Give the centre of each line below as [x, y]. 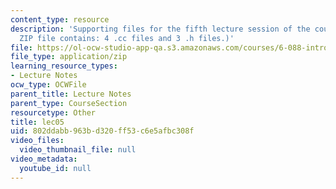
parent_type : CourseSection [69, 103]
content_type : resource [60, 19]
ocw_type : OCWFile [48, 85]
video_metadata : [44, 159]
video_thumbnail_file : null [78, 150]
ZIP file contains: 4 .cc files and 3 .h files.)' [127, 38]
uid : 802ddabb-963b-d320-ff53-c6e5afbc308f [102, 131]
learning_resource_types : [64, 66]
